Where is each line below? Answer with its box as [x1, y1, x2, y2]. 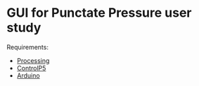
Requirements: [6, 43, 49, 51]
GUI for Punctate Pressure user [6, 5, 192, 21]
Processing [16, 56, 50, 64]
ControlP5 [16, 64, 46, 72]
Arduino [16, 71, 40, 80]
